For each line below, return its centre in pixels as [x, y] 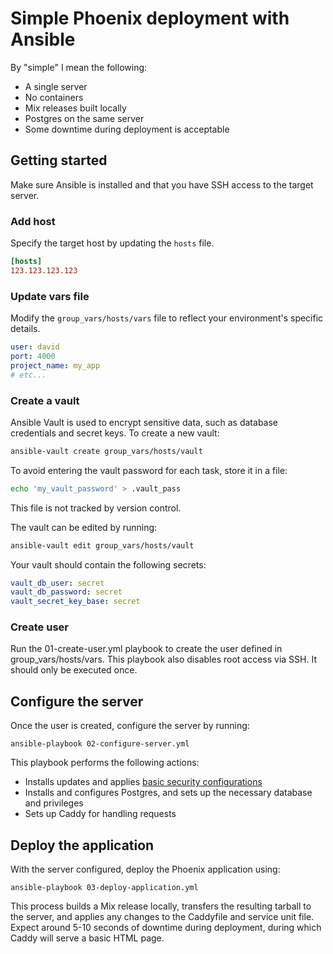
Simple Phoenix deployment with [150, 18]
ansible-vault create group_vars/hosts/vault [106, 451]
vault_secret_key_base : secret [75, 602]
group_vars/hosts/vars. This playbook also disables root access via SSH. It [163, 659]
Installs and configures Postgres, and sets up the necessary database [168, 793]
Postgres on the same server [84, 118]
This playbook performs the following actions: [105, 763]
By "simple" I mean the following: [79, 67]
